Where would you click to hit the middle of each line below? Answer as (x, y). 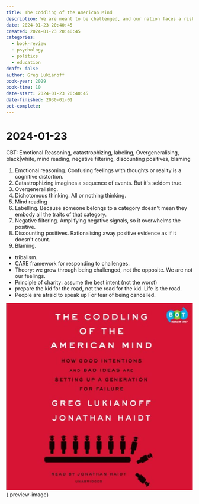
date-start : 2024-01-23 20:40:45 (47, 94)
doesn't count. (32, 239)
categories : (21, 38)
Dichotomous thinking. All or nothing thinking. (70, 195)
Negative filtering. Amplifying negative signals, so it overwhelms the (98, 220)
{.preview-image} (28, 495)
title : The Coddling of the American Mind (59, 12)
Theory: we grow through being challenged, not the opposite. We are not (104, 270)
